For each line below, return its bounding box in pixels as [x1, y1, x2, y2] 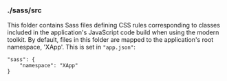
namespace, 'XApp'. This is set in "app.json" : [7, 43, 136, 51]
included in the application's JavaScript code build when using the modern [7, 28, 219, 36]
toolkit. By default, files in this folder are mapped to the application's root [7, 36, 214, 44]
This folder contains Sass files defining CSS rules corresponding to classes [7, 21, 220, 30]
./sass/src [7, 5, 43, 15]
